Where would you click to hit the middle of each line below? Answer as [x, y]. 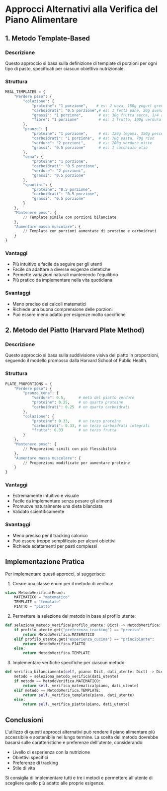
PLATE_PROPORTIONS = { [29, 384]
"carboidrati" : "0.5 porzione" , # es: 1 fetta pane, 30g [91, 110]
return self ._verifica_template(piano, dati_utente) [79, 695]
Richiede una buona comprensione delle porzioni [62, 309]
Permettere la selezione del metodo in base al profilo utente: [74, 616]
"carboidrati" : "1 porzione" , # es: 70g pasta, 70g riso [93, 138]
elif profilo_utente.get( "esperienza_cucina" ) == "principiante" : [84, 639]
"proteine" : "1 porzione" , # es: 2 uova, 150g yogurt [92, 106]
